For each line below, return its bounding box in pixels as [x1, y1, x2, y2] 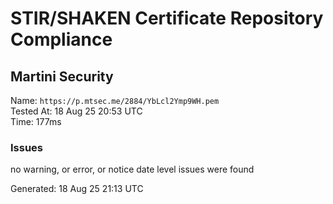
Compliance [10, 28, 113, 51]
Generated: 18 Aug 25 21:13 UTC [10, 183, 144, 195]
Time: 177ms [10, 116, 62, 127]
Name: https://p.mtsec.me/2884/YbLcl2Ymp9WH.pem [10, 95, 220, 106]
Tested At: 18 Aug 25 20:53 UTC [10, 105, 143, 117]
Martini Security [10, 68, 114, 85]
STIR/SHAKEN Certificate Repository [10, 7, 324, 30]
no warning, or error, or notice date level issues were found [10, 163, 255, 176]
